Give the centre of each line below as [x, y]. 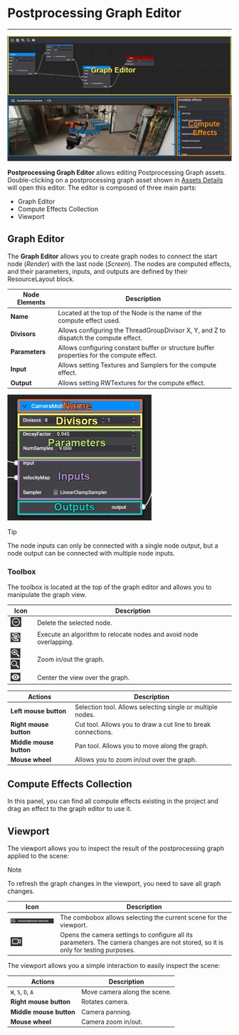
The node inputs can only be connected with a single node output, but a [113, 546]
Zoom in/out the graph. [70, 659]
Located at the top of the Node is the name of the [130, 312]
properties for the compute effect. [108, 355]
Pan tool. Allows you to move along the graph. [141, 746]
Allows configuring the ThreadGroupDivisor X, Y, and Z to [142, 330]
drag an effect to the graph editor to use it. [70, 809]
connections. [94, 732]
